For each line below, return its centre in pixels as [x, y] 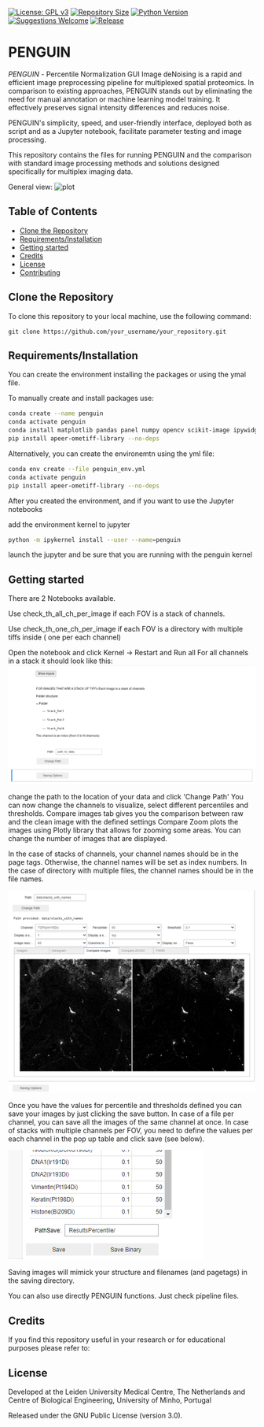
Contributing [40, 272]
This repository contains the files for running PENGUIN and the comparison [130, 154]
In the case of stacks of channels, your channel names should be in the [124, 854]
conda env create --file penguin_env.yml [77, 469]
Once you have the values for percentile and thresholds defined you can [125, 1106]
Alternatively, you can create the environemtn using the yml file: [111, 454]
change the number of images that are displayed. [88, 838]
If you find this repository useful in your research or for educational [117, 1340]
